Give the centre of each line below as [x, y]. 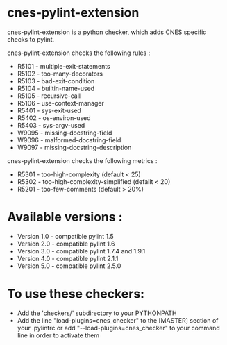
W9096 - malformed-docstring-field [69, 140]
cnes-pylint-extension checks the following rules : [79, 53]
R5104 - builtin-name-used [56, 88]
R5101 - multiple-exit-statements [64, 66]
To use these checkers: [76, 294]
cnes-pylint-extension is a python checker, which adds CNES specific [107, 32]
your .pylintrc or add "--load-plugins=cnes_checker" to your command [118, 328]
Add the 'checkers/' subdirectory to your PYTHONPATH [97, 313]
